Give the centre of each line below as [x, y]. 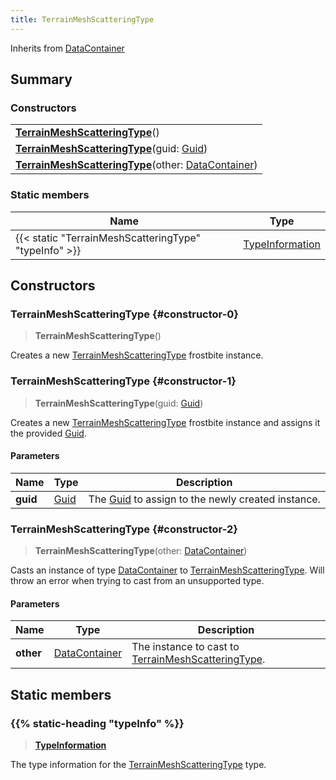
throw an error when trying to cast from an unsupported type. [137, 581]
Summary [41, 79]
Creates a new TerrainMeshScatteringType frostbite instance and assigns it [165, 422]
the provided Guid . [48, 433]
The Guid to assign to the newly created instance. [204, 499]
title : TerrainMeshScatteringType [82, 19]
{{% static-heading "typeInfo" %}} [97, 723]
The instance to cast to [185, 647]
